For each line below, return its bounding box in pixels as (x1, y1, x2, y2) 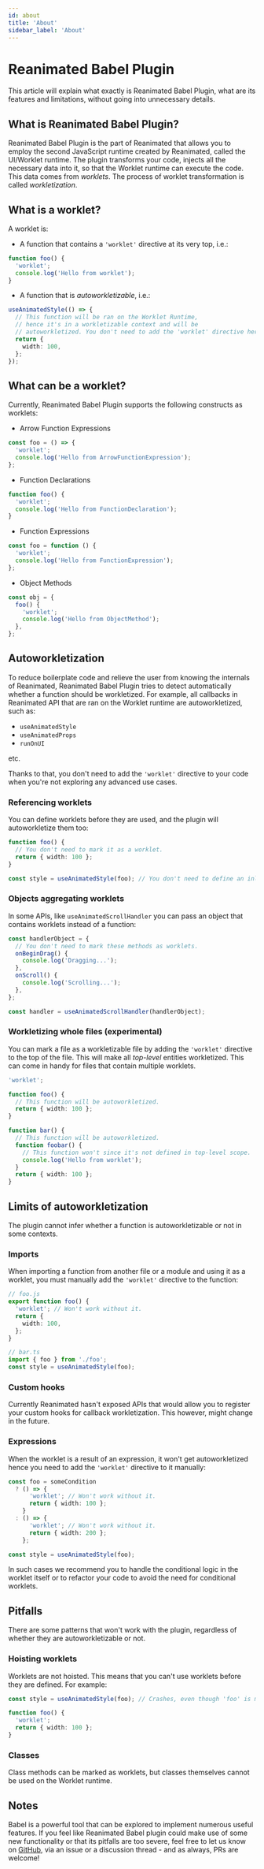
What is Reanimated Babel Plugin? (8, 117, 179, 131)
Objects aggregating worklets (8, 893, 124, 904)
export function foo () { (8, 1298, 90, 1305)
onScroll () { (15, 971, 58, 980)
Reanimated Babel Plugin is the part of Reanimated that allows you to (8, 139, 232, 148)
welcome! (8, 1853, 40, 1863)
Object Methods (19, 578, 72, 587)
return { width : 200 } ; (28, 1528, 108, 1537)
